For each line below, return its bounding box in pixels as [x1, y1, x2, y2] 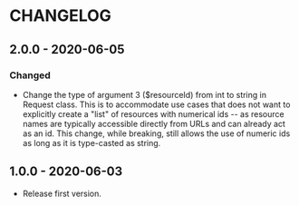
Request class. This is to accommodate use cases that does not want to [22, 99, 291, 110]
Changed [9, 69, 52, 82]
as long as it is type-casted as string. [22, 137, 161, 148]
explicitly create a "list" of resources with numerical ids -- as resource [22, 108, 285, 119]
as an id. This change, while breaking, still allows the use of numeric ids [22, 128, 291, 139]
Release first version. [22, 188, 102, 199]
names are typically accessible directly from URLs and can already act [22, 118, 285, 129]
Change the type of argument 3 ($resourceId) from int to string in [22, 89, 267, 100]
